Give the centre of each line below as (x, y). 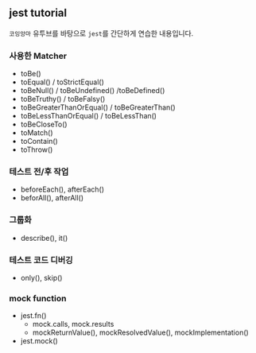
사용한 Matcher (38, 56)
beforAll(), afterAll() (52, 198)
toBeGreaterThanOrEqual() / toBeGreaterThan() (98, 107)
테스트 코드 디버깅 (41, 260)
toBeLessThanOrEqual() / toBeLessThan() (89, 116)
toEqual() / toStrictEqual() (62, 82)
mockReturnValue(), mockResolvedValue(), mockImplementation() (140, 332)
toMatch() (37, 133)
